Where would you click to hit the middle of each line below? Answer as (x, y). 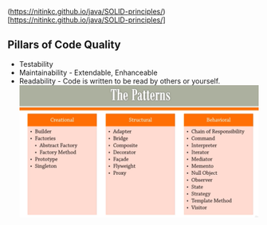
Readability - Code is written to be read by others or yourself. (120, 81)
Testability (36, 64)
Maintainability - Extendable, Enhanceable (88, 72)
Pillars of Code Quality (64, 45)
